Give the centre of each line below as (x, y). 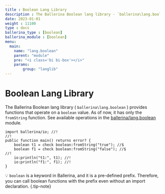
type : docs (17, 28)
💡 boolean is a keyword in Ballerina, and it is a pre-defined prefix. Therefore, (82, 175)
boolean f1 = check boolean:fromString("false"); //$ (70, 149)
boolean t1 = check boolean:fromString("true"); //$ (69, 145)
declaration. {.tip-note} (28, 186)
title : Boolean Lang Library (36, 10)
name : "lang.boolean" (36, 51)
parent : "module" (32, 55)
